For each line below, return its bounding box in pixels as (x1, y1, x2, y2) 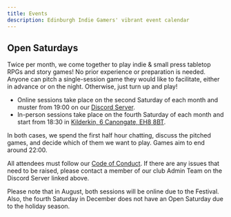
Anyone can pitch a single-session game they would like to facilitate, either (7, 75, 220, 84)
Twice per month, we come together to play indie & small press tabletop (7, 60, 212, 69)
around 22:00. (7, 146, 48, 154)
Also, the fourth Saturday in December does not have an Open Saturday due (7, 195, 224, 203)
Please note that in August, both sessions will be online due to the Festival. (7, 187, 219, 196)
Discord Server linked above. (7, 174, 90, 182)
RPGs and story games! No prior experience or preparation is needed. (7, 68, 205, 76)
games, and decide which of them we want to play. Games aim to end (7, 139, 205, 147)
